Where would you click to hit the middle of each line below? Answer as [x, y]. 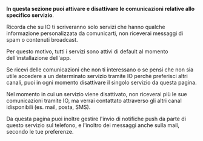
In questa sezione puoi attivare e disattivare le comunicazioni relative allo [101, 9]
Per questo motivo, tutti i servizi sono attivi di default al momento [87, 51]
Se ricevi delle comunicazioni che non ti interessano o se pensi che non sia [100, 70]
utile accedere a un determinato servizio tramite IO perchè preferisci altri [97, 76]
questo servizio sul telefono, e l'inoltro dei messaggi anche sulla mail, [93, 125]
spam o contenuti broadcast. [42, 40]
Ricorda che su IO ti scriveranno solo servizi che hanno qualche [86, 27]
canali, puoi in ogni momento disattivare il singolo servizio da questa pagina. [101, 82]
